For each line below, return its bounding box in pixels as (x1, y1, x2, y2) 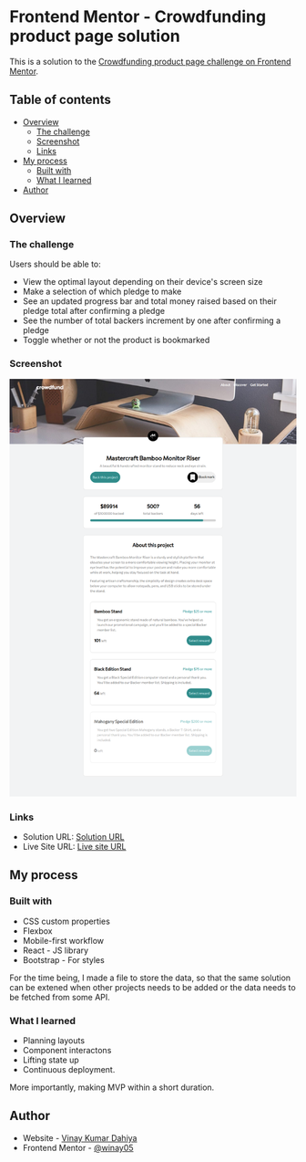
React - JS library (22, 945, 89, 956)
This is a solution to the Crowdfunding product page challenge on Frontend (9, 56, 291, 67)
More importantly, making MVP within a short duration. (9, 1082, 215, 1093)
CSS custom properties (22, 916, 111, 926)
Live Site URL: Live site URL (22, 842, 127, 853)
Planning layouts (22, 1035, 85, 1046)
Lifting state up (22, 1054, 79, 1065)
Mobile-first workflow (22, 935, 105, 946)
